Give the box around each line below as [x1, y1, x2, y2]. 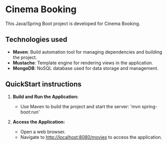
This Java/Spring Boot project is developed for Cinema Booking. [5, 20, 140, 27]
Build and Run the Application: [12, 93, 79, 100]
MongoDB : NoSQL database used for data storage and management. [12, 65, 159, 71]
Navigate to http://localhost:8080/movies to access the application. [20, 134, 162, 140]
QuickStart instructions [5, 80, 82, 89]
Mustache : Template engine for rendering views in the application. [12, 60, 153, 66]
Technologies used [5, 35, 67, 44]
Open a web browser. [20, 129, 66, 135]
